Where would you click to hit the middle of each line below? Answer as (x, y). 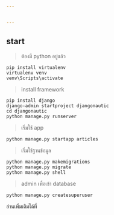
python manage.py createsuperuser (50, 195)
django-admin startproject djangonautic (58, 106)
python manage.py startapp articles (52, 139)
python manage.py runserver (42, 116)
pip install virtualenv (36, 67)
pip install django (31, 101)
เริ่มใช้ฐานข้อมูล (36, 150)
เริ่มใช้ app (32, 127)
